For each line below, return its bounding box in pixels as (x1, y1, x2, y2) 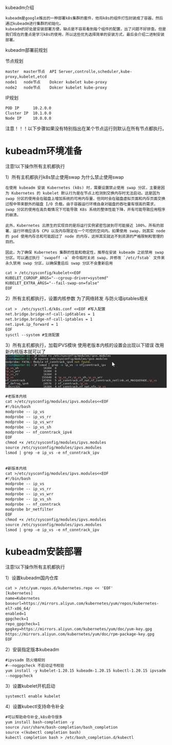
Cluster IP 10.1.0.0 (5, 111, 52, 116)
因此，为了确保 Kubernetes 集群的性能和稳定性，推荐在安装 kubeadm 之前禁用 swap (5, 250, 164, 255)
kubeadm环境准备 (5, 145, 82, 157)
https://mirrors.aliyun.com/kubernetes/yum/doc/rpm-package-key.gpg (5, 631, 155, 636)
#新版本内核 (5, 465, 27, 471)
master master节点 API (5, 69, 57, 74)
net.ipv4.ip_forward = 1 (5, 322, 58, 327)
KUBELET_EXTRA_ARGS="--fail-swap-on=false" (5, 281, 100, 286)
